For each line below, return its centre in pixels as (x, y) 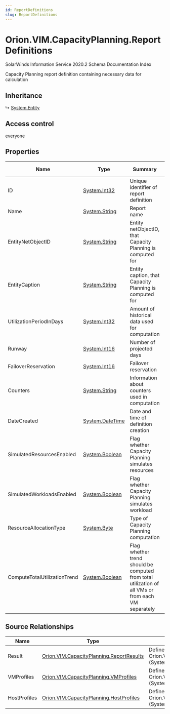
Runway (17, 348)
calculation (17, 80)
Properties (22, 152)
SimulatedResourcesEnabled (42, 454)
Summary (145, 169)
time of (138, 417)
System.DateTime (104, 421)
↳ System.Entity (23, 108)
